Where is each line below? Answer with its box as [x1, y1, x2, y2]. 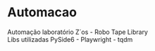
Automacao [7, 4, 77, 21]
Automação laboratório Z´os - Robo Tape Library [7, 28, 148, 36]
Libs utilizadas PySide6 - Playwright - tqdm [7, 35, 133, 43]
